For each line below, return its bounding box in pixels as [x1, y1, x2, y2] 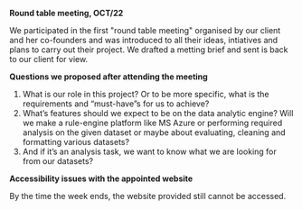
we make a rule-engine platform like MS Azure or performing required [22, 117, 283, 128]
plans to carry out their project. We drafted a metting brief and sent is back [9, 44, 288, 55]
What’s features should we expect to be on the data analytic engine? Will [22, 108, 294, 118]
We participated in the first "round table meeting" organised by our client [9, 25, 281, 35]
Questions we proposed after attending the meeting [9, 71, 208, 82]
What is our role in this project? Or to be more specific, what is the [22, 89, 269, 99]
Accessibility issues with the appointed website [9, 173, 193, 184]
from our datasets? [22, 156, 93, 166]
